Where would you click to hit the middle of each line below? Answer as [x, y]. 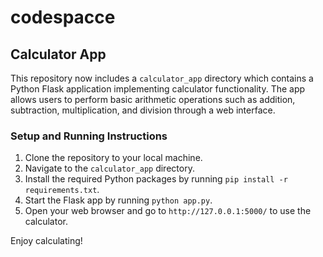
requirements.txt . [62, 190]
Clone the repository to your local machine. [113, 158]
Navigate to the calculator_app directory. [109, 168]
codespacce [63, 17]
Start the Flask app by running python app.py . [118, 200]
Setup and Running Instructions [89, 136]
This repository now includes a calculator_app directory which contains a [162, 78]
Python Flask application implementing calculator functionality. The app [158, 89]
